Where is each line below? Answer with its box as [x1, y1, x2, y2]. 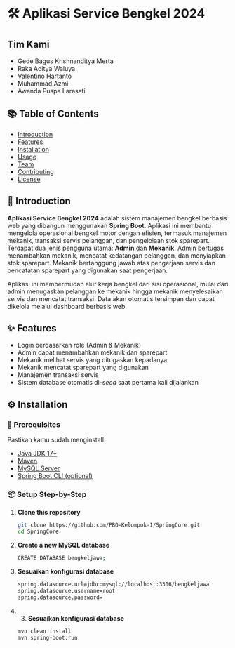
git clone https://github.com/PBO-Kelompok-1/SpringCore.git [17, 522, 201, 529]
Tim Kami [7, 38, 50, 50]
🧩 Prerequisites [7, 419, 61, 429]
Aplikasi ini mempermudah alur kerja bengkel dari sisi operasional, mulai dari [7, 279, 229, 288]
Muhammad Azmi [17, 79, 69, 88]
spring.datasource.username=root [17, 587, 116, 594]
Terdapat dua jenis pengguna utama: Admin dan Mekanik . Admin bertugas [7, 244, 224, 252]
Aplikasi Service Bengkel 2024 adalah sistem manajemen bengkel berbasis [7, 213, 227, 222]
